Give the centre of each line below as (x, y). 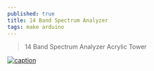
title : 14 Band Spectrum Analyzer (58, 20)
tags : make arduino (36, 27)
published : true (31, 14)
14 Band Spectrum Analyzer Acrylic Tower (85, 47)
